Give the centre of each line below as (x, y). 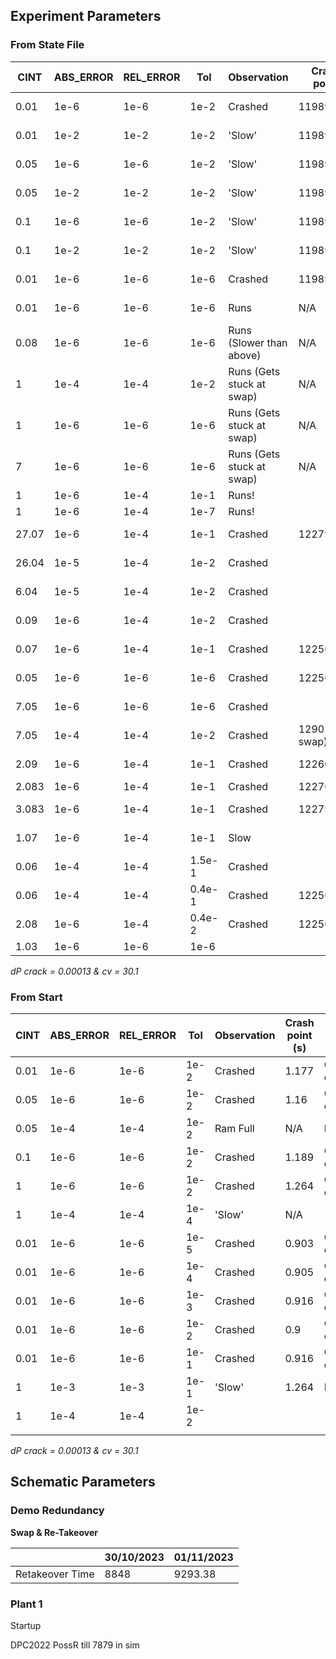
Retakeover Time (55, 1574)
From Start (36, 997)
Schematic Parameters (83, 1482)
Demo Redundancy (57, 1511)
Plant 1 (26, 1604)
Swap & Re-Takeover (54, 1532)
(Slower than (258, 342)
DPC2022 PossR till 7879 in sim (75, 1645)
